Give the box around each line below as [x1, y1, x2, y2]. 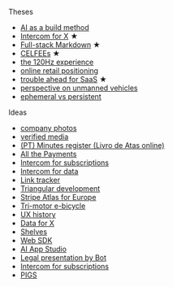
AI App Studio [19, 244, 67, 254]
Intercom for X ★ [19, 32, 79, 41]
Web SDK [19, 236, 53, 245]
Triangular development [19, 184, 101, 194]
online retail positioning [19, 66, 99, 76]
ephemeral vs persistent [19, 92, 102, 101]
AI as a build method [19, 23, 89, 32]
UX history [19, 210, 56, 219]
